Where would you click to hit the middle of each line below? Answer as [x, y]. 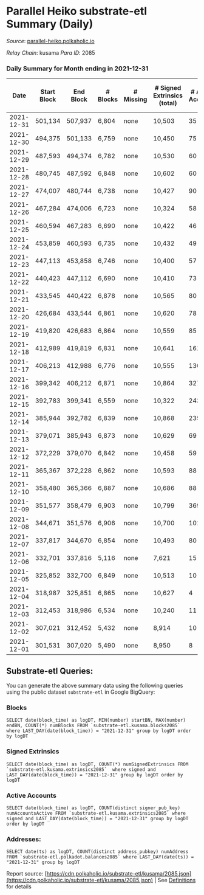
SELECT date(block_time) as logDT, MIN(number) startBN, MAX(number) [96, 720]
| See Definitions [175, 880]
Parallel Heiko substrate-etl [77, 11]
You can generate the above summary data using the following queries [95, 686]
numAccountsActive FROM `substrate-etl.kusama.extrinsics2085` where [96, 813]
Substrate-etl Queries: [50, 671]
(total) [168, 103]
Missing [135, 100]
